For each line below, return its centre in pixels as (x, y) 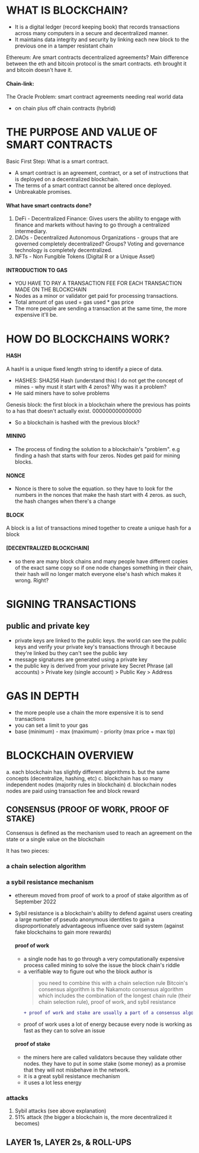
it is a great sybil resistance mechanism (72, 1076)
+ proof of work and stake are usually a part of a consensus (102, 1013)
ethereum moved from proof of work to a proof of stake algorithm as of (101, 895)
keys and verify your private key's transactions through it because (95, 647)
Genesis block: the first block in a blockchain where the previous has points (98, 404)
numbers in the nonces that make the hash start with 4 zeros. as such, (100, 495)
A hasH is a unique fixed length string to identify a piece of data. (84, 368)
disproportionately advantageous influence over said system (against (99, 925)
